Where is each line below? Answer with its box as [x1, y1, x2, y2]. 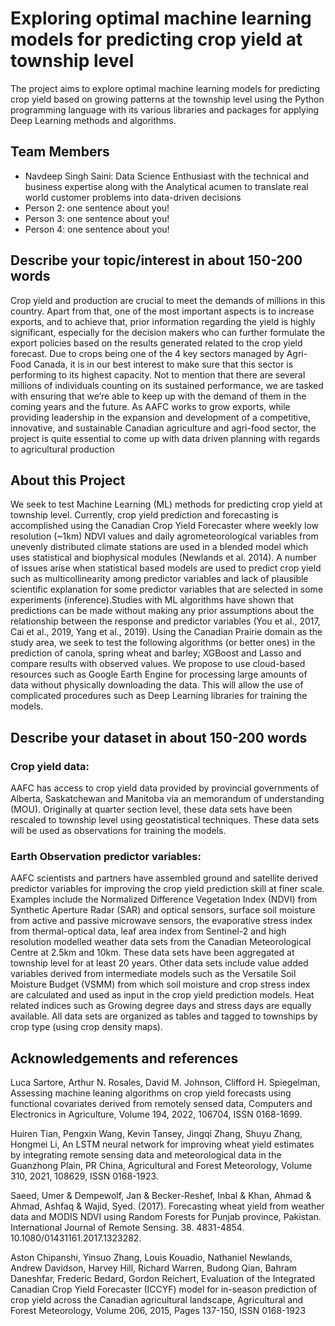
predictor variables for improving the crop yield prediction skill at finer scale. [10, 883, 325, 895]
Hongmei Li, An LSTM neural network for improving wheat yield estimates [10, 1138, 315, 1151]
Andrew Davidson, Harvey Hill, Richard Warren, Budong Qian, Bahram [10, 1262, 298, 1274]
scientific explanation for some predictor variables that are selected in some [10, 583, 324, 596]
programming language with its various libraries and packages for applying [10, 103, 320, 116]
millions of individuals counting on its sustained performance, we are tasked [10, 379, 324, 391]
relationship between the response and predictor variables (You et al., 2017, [10, 615, 321, 627]
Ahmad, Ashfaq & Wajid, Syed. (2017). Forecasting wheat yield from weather [10, 1200, 325, 1212]
